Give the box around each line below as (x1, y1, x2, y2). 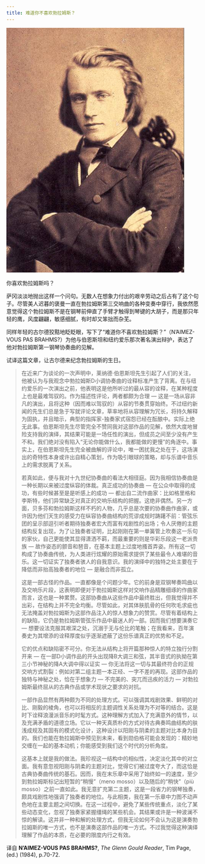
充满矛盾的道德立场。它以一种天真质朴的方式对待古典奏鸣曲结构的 (26, 719, 193, 726)
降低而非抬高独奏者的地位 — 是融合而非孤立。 (21, 565, 137, 573)
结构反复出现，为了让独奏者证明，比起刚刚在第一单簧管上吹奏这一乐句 (21, 527, 198, 534)
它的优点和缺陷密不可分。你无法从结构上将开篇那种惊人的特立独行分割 (21, 645, 198, 652)
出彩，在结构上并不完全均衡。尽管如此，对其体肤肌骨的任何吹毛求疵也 (21, 601, 198, 609)
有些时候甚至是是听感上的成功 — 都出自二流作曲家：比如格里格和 (32, 489, 196, 496)
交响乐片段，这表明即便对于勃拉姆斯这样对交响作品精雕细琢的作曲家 (26, 586, 198, 594)
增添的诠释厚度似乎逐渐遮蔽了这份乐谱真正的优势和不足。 (42, 632, 187, 639)
